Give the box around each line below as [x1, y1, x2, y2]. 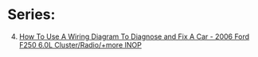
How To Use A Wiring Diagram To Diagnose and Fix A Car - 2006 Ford [18, 32, 250, 41]
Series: [7, 6, 56, 24]
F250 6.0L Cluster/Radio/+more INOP [18, 40, 143, 49]
